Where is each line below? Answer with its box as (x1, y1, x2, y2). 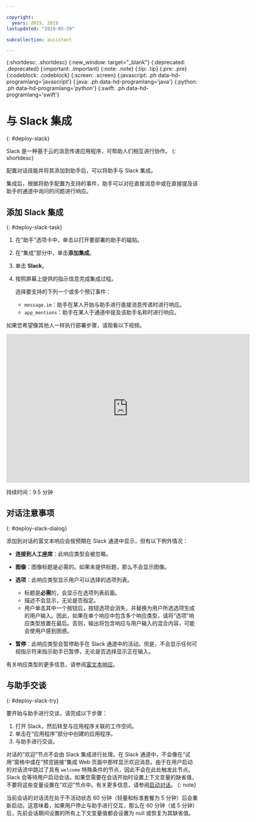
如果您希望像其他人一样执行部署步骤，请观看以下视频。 (6, 321, 145, 329)
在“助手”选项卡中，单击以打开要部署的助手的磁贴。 (15, 236, 143, 243)
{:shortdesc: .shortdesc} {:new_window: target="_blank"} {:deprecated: (6, 59, 185, 66)
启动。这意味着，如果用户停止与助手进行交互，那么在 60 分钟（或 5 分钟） (11, 801, 198, 809)
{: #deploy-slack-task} (6, 224, 63, 231)
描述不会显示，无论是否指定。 (24, 596, 99, 604)
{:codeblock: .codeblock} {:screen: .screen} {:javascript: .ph (6, 71, 157, 79)
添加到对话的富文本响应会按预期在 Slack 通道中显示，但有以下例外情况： (6, 537, 189, 545)
